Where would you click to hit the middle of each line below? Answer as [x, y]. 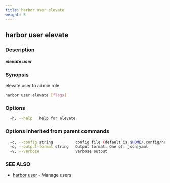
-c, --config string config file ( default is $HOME [76, 142]
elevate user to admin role [32, 86]
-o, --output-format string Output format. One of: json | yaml [79, 147]
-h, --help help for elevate [43, 119]
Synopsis [17, 75]
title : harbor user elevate [35, 10]
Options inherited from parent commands [57, 131]
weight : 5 [16, 15]
